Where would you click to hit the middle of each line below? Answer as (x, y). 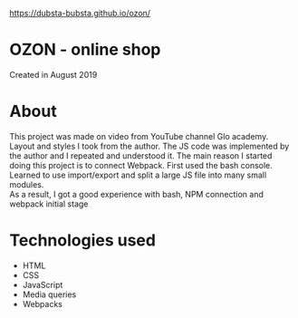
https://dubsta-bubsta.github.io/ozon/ (80, 13)
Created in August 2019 (53, 74)
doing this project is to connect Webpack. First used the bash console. (141, 165)
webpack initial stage (49, 204)
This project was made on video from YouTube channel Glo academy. (139, 136)
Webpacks (43, 304)
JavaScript (43, 284)
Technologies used (83, 241)
